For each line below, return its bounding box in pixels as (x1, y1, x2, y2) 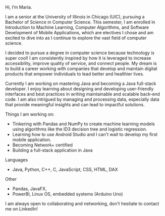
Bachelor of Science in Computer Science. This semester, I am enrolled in (5, 19, 156, 25)
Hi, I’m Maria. (5, 4, 32, 10)
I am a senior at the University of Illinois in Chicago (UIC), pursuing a (5, 14, 145, 19)
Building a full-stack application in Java (12, 147, 93, 153)
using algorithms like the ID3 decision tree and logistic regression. (12, 126, 147, 132)
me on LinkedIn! (5, 206, 38, 212)
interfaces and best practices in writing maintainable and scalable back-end (5, 91, 160, 97)
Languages (5, 157, 28, 163)
